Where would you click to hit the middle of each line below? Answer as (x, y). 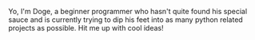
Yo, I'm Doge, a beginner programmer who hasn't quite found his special (128, 11)
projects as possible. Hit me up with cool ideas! (86, 28)
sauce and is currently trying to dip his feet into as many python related (126, 20)
